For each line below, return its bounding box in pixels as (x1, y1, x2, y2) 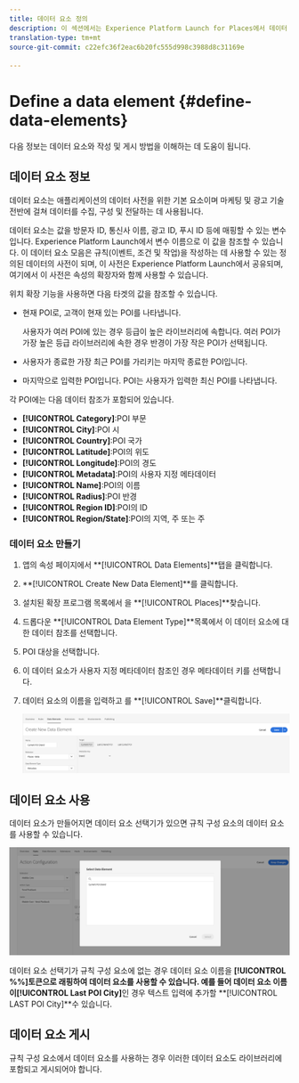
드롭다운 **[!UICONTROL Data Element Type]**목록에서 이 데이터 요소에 (21, 616, 280, 627)
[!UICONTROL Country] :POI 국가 (21, 435, 142, 445)
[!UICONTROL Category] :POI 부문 (21, 412, 147, 423)
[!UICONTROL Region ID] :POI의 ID (21, 501, 149, 512)
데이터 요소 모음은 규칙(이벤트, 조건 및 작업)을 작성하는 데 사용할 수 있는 (29, 247, 278, 257)
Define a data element (9, 92, 175, 111)
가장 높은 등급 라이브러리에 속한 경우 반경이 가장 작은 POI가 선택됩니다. (21, 337, 269, 347)
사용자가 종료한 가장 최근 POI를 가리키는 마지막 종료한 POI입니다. (21, 356, 248, 367)
